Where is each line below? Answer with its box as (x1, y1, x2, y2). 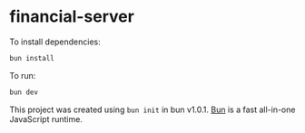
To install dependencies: (9, 36, 102, 47)
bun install (9, 53, 54, 62)
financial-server (9, 6, 134, 27)
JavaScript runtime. (9, 113, 84, 124)
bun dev (9, 88, 39, 97)
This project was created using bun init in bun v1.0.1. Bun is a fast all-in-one (9, 104, 296, 115)
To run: (9, 70, 36, 81)
